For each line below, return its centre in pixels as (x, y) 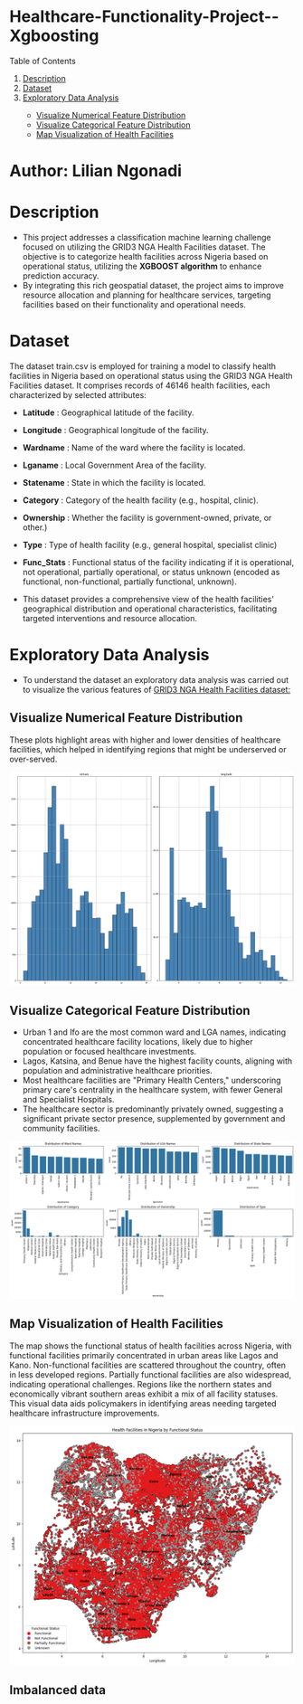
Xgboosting (54, 36)
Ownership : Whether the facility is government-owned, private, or (147, 518)
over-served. (33, 759)
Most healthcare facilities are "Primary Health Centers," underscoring (152, 1080)
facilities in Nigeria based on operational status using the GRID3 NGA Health (151, 376)
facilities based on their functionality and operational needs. (134, 305)
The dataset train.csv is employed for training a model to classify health (143, 366)
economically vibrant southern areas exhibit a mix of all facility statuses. (144, 1394)
